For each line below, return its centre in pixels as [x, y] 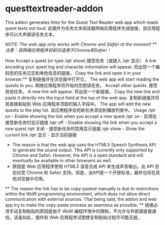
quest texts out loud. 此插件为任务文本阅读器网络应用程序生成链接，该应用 [81, 28]
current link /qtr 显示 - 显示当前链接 [41, 135]
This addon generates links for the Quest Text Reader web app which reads [82, 22]
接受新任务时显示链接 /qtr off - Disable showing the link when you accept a [81, 122]
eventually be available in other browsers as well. [62, 160]
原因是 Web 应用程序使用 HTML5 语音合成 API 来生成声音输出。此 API [83, 166]
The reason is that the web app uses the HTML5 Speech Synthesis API [84, 144]
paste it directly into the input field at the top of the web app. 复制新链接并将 [82, 97]
